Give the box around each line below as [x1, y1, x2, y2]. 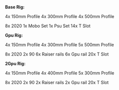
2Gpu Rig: [5, 61, 26, 66]
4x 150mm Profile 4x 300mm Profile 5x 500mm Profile [5, 42, 115, 48]
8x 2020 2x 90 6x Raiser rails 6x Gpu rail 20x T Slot [5, 51, 109, 57]
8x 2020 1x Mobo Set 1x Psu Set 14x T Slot [5, 23, 91, 29]
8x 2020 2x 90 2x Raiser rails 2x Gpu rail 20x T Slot [5, 80, 109, 85]
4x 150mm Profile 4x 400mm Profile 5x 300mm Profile [5, 70, 115, 76]
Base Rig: [5, 4, 25, 10]
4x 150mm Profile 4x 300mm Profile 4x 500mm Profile [5, 14, 115, 19]
